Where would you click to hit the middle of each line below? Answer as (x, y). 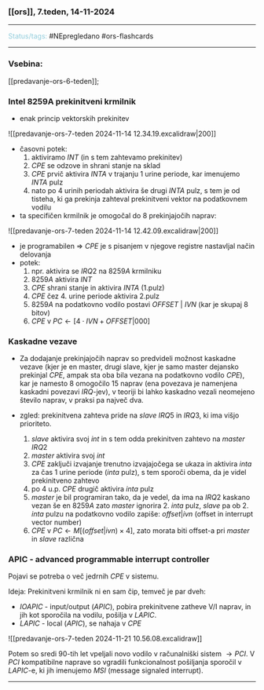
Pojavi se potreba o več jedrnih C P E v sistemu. (84, 576)
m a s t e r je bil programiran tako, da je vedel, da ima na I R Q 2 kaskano (141, 498)
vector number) (57, 522)
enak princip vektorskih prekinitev (74, 118)
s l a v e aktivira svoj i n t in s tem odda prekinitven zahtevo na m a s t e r (138, 439)
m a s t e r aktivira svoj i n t (68, 456)
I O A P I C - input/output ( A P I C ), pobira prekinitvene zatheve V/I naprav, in (135, 607)
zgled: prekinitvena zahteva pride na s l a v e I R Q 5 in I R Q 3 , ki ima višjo (129, 415)
